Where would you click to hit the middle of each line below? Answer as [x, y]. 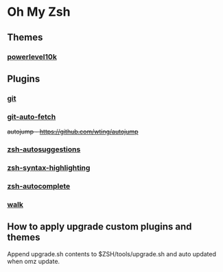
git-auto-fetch [32, 116]
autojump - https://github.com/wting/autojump [73, 132]
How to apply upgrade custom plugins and [99, 227]
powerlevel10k [32, 57]
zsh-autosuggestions [44, 149]
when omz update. [34, 261]
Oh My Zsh [39, 12]
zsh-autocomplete [39, 186]
